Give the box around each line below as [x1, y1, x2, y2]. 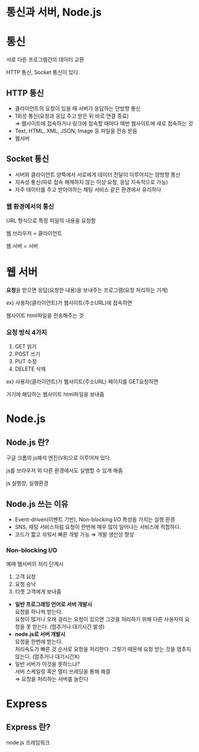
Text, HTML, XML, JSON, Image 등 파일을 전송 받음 [14, 127, 138, 134]
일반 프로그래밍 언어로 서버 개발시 [14, 601, 92, 608]
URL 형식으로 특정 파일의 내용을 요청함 [6, 217, 97, 224]
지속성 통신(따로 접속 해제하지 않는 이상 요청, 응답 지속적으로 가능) [14, 178, 169, 185]
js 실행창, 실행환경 [6, 479, 49, 487]
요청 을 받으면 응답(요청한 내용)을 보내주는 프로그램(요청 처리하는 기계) [6, 286, 169, 294]
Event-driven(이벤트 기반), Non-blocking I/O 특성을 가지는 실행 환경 [14, 516, 175, 523]
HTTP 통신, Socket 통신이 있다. [6, 69, 80, 76]
